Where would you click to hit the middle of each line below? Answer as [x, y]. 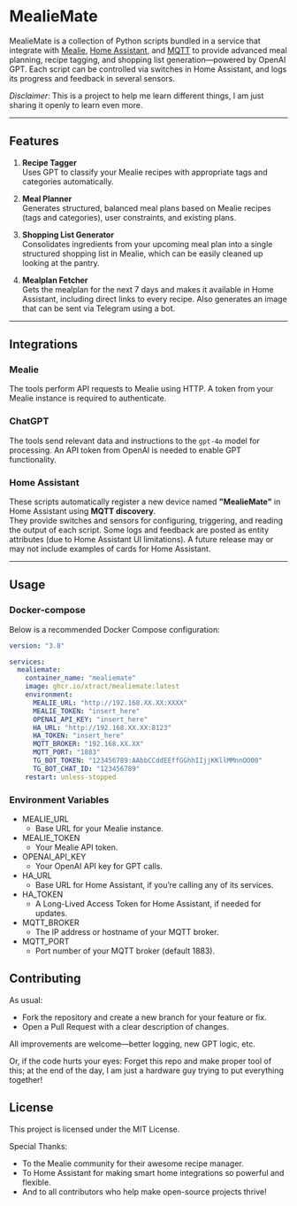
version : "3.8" [37, 646]
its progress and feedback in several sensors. [92, 78]
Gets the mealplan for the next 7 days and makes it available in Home [148, 289]
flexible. [36, 1182]
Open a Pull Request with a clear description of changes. [126, 1026]
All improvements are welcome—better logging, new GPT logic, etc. [133, 1044]
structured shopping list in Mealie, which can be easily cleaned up [142, 253]
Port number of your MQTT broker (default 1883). [125, 951]
